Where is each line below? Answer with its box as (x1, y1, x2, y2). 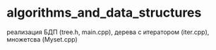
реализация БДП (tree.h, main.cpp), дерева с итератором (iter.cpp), (6, 28, 210, 36)
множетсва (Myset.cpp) (6, 35, 78, 43)
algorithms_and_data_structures (6, 5, 202, 21)
